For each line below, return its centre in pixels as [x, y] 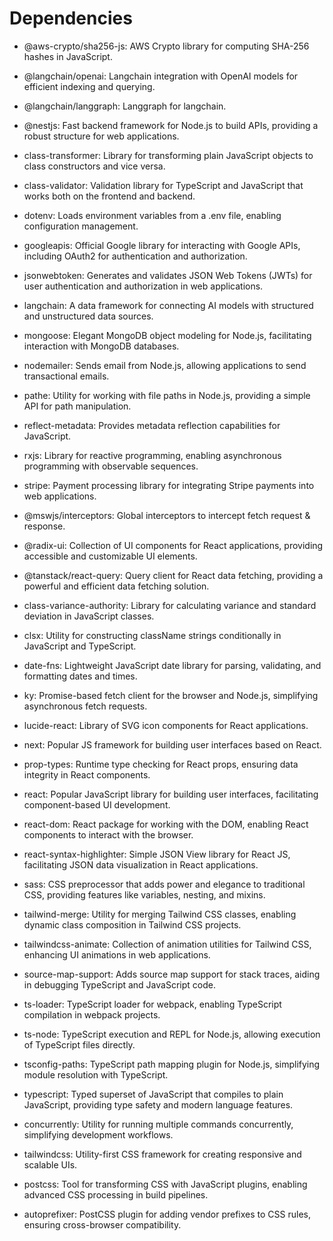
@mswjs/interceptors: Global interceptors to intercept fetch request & [167, 515]
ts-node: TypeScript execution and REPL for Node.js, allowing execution [172, 1034]
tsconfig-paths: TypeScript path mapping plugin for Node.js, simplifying [172, 1064]
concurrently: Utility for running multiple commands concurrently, [158, 1124]
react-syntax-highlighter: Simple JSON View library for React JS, [157, 854]
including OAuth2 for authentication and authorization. [135, 256]
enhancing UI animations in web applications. [117, 954]
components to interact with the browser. [108, 834]
